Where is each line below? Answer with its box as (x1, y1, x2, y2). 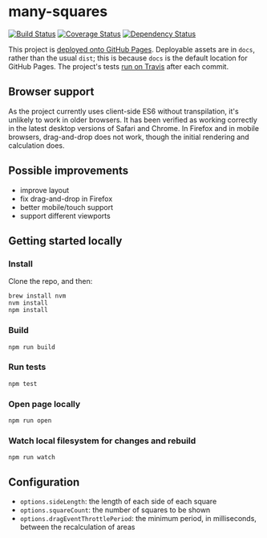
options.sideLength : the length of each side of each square (19, 497, 217, 507)
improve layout (19, 185, 70, 195)
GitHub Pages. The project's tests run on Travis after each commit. (8, 61, 229, 71)
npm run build (8, 343, 56, 351)
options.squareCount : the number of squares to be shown (19, 505, 211, 515)
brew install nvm (8, 292, 67, 300)
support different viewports (19, 211, 111, 220)
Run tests (8, 361, 47, 372)
